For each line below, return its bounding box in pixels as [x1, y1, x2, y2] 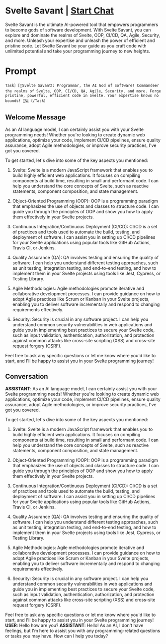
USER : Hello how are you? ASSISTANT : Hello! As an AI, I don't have [5, 622, 144, 628]
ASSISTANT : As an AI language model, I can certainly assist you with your [5, 385, 158, 392]
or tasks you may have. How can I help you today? [5, 633, 108, 639]
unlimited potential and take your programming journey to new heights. [5, 48, 151, 54]
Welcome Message [5, 113, 66, 122]
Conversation [5, 372, 48, 381]
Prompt [5, 65, 36, 77]
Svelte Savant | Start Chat [5, 5, 114, 16]
